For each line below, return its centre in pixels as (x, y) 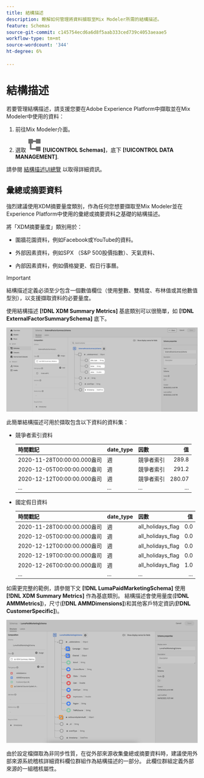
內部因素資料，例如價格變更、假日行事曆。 (68, 266)
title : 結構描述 (25, 13)
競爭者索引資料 (34, 435)
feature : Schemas (28, 26)
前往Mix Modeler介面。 (44, 129)
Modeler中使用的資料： (36, 116)
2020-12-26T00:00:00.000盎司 (60, 565)
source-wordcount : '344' (38, 45)
